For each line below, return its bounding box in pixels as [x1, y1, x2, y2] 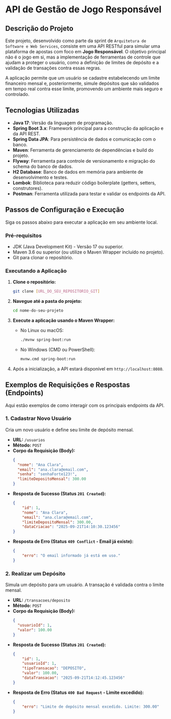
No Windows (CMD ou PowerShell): [20, 346, 95, 353]
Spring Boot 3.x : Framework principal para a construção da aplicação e [12, 125, 164, 131]
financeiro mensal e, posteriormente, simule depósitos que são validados [5, 81, 159, 86]
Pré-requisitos [5, 232, 42, 239]
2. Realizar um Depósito [5, 570, 65, 577]
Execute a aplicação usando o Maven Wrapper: [12, 317, 115, 323]
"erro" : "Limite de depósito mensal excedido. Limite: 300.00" [22, 704, 159, 709]
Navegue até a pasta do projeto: [12, 298, 82, 304]
